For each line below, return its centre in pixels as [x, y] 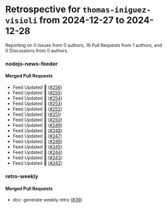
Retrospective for [43, 9]
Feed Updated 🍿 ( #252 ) [37, 109]
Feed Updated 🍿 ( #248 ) [37, 131]
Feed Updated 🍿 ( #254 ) [37, 98]
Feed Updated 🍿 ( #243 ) [37, 158]
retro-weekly [22, 176]
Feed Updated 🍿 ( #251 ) [37, 114]
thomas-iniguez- [117, 10]
